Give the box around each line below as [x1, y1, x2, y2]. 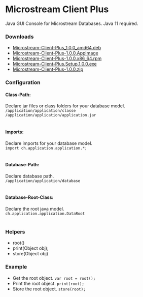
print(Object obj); [12, 245, 49, 251]
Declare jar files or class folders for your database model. [5, 103, 125, 109]
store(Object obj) [12, 251, 49, 257]
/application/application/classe [5, 108, 76, 113]
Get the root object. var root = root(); [12, 275, 96, 281]
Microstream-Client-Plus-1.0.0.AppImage [12, 50, 99, 56]
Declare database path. [5, 173, 54, 179]
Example [5, 263, 27, 271]
